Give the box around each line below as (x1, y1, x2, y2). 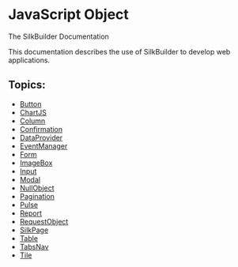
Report (19, 208, 42, 218)
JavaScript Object (8, 6, 129, 24)
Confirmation (19, 124, 63, 133)
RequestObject (19, 216, 69, 226)
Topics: (8, 78, 46, 92)
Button (19, 99, 42, 108)
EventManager (19, 141, 68, 151)
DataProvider (19, 133, 63, 142)
